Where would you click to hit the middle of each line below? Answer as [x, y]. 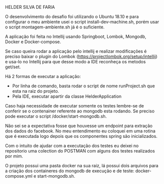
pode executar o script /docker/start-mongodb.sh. [56, 116]
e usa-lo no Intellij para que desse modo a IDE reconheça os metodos [75, 62]
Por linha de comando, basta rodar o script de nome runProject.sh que [83, 86]
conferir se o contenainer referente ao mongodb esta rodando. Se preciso [80, 111]
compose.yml [19, 176]
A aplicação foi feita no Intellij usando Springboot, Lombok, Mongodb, [76, 37]
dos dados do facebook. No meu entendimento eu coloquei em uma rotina [80, 131]
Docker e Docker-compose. [33, 42]
